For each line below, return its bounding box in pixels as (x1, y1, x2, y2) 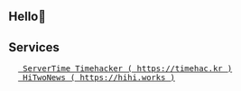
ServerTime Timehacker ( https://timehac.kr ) (23, 64, 233, 74)
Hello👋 (8, 9, 47, 24)
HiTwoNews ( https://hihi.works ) (23, 73, 176, 83)
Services (8, 40, 60, 55)
